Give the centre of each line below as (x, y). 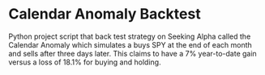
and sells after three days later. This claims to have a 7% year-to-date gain (132, 53)
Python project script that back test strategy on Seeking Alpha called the (130, 36)
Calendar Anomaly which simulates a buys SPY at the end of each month (130, 44)
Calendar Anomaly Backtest (105, 14)
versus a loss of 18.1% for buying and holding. (85, 62)
